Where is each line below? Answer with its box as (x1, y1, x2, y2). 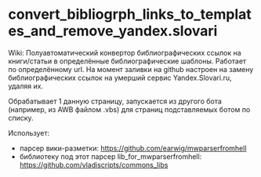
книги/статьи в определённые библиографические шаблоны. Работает (8, 56, 247, 66)
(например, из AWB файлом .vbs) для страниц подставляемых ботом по (8, 104, 251, 114)
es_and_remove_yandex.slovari (8, 22, 218, 40)
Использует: (8, 128, 50, 138)
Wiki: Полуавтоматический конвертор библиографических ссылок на (8, 48, 241, 57)
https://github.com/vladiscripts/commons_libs (19, 160, 169, 169)
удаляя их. (8, 81, 44, 91)
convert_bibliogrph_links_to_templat (8, 5, 252, 23)
